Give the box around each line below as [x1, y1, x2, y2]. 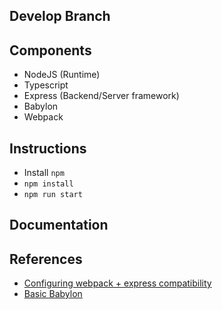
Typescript [23, 79, 69, 91]
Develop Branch [9, 8, 111, 25]
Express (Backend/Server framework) [23, 90, 180, 102]
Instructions [9, 140, 87, 157]
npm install [23, 179, 74, 189]
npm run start [23, 190, 83, 200]
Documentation [9, 217, 109, 234]
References [9, 250, 83, 268]
